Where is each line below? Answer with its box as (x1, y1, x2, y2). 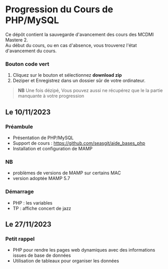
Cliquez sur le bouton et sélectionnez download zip (12, 72, 122, 78)
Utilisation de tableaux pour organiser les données (12, 258, 119, 264)
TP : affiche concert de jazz (12, 205, 72, 211)
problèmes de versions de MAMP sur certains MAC (12, 170, 121, 176)
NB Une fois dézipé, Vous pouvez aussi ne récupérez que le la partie (17, 87, 163, 94)
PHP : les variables (12, 199, 53, 206)
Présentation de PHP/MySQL (12, 134, 74, 141)
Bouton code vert (5, 60, 50, 68)
